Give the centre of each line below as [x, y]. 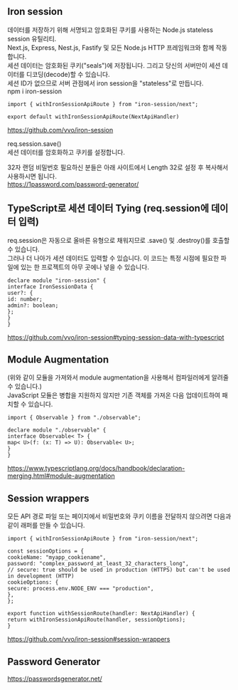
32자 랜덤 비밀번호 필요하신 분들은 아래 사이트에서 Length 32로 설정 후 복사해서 [118, 167]
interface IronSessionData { [50, 287]
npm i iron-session [35, 91]
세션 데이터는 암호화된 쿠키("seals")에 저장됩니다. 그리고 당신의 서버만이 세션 [114, 65]
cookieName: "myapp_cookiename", [57, 558]
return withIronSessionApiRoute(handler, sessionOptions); [97, 620]
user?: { [20, 293]
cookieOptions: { [33, 582]
